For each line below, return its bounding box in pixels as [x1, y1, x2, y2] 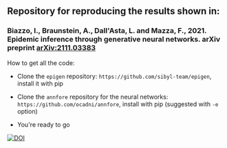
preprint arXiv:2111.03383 [7, 43, 96, 53]
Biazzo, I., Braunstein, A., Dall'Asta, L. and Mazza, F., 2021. [7, 26, 207, 36]
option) [17, 107, 38, 115]
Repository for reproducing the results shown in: [7, 5, 220, 17]
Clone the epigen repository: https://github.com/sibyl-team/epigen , [17, 72, 212, 80]
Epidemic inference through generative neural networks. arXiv [7, 34, 221, 44]
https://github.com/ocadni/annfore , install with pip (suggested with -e [17, 99, 219, 108]
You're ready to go [17, 120, 70, 129]
